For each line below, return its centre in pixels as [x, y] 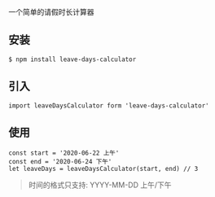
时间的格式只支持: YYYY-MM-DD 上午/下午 [100, 185]
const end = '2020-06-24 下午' [60, 162]
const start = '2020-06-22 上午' [64, 153]
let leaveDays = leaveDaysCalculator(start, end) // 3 [103, 169]
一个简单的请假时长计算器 [51, 12]
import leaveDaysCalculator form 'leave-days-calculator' [109, 105]
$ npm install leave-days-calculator [72, 59]
